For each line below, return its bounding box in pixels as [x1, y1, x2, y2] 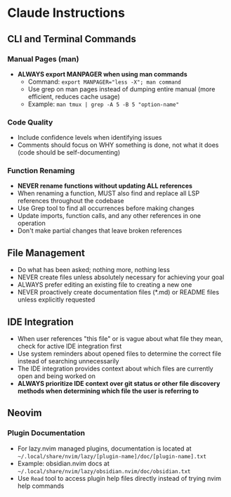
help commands [17, 482, 65, 490]
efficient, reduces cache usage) [27, 92, 121, 101]
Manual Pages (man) [7, 54, 79, 64]
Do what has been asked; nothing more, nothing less [17, 266, 171, 274]
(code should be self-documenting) [17, 148, 121, 157]
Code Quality [7, 117, 53, 127]
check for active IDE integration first [17, 342, 122, 351]
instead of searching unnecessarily [17, 357, 119, 366]
